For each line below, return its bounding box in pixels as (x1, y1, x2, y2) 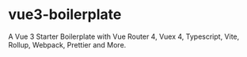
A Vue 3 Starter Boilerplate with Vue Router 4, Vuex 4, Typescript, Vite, (8, 32, 240, 41)
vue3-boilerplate (8, 6, 122, 24)
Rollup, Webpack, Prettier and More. (8, 40, 127, 49)
